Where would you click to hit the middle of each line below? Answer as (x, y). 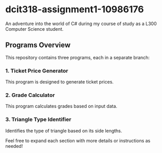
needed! (14, 146)
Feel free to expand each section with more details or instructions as (78, 140)
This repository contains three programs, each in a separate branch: (78, 57)
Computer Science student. (34, 29)
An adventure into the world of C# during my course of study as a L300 (81, 24)
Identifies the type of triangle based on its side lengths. (64, 130)
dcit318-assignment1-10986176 (75, 9)
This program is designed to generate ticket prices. (60, 82)
